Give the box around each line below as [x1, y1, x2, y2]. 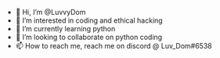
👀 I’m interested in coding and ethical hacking [15, 16, 163, 25]
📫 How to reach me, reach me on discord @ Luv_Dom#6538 [15, 42, 213, 50]
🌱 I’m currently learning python [15, 24, 116, 33]
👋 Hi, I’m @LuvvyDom [15, 8, 86, 16]
